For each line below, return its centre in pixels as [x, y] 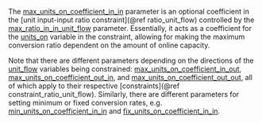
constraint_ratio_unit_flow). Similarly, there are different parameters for [124, 94]
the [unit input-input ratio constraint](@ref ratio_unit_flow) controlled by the [131, 20]
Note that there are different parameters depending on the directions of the [131, 60]
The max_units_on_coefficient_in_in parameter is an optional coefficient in [129, 12]
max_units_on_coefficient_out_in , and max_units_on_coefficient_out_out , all [130, 77]
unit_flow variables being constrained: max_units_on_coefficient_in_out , [125, 69]
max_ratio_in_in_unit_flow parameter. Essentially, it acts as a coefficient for [130, 28]
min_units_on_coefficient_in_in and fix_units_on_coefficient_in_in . [114, 111]
